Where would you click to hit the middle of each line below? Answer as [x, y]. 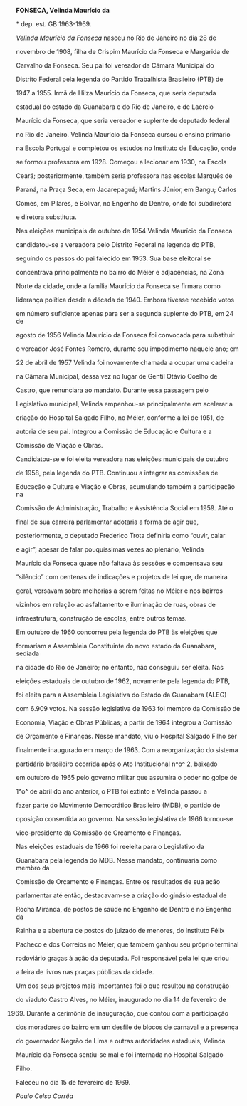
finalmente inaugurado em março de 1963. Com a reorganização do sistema [127, 750]
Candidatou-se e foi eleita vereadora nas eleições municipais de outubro [122, 459]
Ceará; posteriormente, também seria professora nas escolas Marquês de [124, 176]
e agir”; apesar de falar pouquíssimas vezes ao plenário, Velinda [110, 549]
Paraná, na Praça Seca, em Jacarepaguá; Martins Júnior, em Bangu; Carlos [126, 189]
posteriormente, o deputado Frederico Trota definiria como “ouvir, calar [121, 536]
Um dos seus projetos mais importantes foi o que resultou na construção [123, 986]
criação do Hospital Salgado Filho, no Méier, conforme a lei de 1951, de [120, 418]
